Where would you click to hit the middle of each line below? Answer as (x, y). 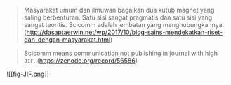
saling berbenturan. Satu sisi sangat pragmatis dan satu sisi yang (118, 17)
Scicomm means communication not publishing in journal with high (121, 53)
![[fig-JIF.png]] (28, 74)
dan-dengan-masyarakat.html (67, 40)
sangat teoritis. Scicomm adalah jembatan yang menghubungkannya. (124, 25)
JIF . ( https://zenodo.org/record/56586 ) (81, 61)
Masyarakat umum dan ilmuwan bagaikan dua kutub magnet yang (119, 10)
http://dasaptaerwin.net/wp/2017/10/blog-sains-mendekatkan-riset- (125, 32)
